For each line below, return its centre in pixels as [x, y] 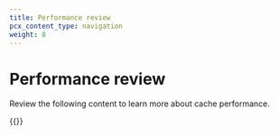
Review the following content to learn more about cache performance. [140, 103]
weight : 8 [28, 34]
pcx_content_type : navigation [66, 26]
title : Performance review [60, 18]
